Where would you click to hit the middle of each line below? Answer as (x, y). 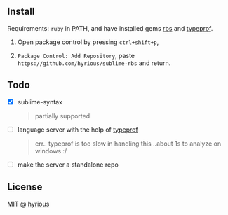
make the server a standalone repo (68, 165)
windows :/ (51, 151)
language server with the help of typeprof (78, 130)
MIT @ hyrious (28, 204)
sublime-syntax (40, 102)
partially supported (62, 116)
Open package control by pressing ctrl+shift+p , (88, 42)
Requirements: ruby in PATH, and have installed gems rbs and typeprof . (110, 28)
